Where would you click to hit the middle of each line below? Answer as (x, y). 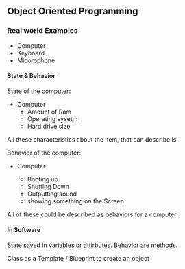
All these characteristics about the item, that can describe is (92, 139)
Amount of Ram (49, 112)
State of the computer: (39, 91)
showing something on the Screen (76, 201)
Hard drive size (49, 126)
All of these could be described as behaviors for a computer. (92, 214)
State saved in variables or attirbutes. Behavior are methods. (92, 245)
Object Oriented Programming (73, 11)
